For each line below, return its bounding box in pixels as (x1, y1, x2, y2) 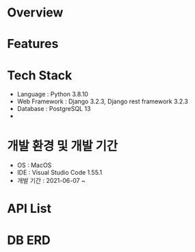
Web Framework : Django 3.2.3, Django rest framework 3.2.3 (16, 97, 188, 105)
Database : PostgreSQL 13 (16, 105, 91, 113)
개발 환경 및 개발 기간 (7, 138, 118, 153)
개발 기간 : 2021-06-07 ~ (16, 177, 86, 185)
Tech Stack (7, 67, 73, 83)
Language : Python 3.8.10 (16, 90, 89, 99)
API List (7, 201, 51, 216)
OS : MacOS (16, 161, 52, 169)
